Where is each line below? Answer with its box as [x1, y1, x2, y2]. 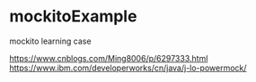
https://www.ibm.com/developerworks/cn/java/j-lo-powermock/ [9, 62, 247, 73]
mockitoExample [9, 6, 137, 27]
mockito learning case [9, 36, 92, 46]
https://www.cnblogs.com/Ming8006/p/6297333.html [9, 53, 208, 63]
